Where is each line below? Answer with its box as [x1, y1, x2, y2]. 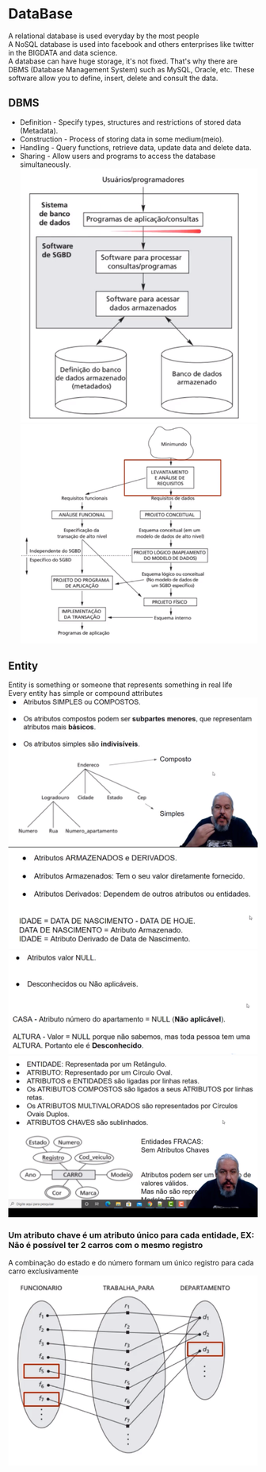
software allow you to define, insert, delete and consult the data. [8, 73, 218, 83]
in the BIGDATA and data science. [8, 48, 118, 57]
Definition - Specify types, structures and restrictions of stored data [19, 117, 241, 127]
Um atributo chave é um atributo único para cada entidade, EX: [8, 1230, 255, 1241]
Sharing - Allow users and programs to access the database [19, 151, 216, 160]
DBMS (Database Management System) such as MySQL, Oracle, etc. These [8, 64, 255, 74]
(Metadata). [19, 126, 59, 135]
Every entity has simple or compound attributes [8, 689, 164, 698]
